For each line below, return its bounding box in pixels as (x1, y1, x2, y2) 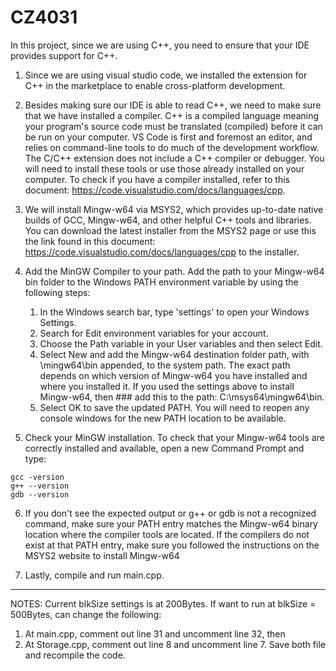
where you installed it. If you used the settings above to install (39, 380, 295, 392)
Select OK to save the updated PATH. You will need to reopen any (39, 401, 310, 413)
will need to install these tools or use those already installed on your (24, 162, 305, 175)
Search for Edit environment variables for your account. (39, 327, 269, 339)
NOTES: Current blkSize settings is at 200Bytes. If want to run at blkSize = (10, 597, 317, 610)
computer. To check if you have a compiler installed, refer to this (24, 173, 290, 185)
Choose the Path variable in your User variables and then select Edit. (39, 337, 323, 350)
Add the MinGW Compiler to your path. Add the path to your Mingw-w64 (24, 265, 325, 277)
